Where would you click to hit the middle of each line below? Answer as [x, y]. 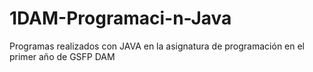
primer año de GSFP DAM [62, 56]
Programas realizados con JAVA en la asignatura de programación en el [157, 46]
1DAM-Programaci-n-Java [120, 18]
